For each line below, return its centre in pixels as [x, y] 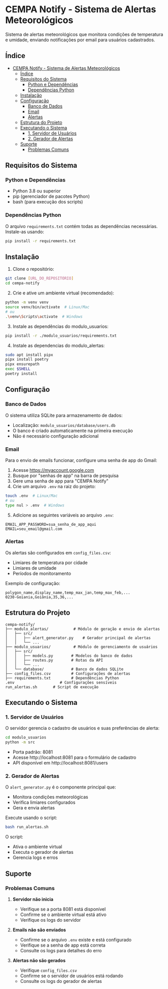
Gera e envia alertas [33, 808]
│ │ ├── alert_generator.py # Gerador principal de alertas [78, 638]
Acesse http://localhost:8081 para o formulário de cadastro [74, 757]
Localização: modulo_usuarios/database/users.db [64, 425]
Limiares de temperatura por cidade [50, 563]
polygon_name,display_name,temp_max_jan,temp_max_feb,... [68, 593]
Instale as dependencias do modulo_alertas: [59, 345]
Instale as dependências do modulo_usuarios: [60, 326]
